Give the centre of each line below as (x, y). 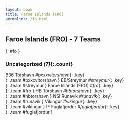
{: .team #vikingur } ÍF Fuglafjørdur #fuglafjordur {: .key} (62, 107)
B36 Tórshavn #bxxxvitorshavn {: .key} (45, 75)
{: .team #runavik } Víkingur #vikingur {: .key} (51, 102)
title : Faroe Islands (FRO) (35, 14)
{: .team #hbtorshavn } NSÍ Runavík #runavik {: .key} (59, 96)
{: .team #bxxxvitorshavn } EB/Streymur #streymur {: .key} (65, 80)
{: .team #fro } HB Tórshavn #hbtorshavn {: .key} (55, 91)
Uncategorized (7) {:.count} (39, 64)
